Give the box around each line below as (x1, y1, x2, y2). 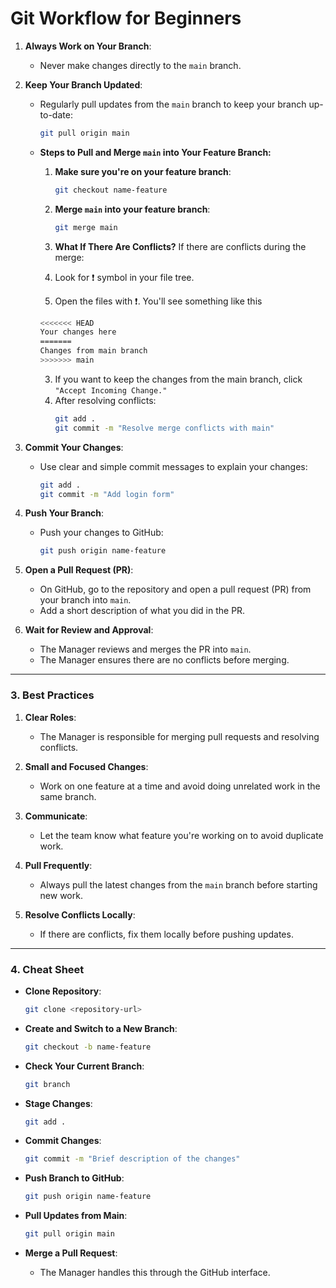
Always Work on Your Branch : (24, 40, 152, 52)
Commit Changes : (24, 1135, 102, 1147)
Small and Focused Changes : (24, 760, 149, 772)
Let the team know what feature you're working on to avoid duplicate (39, 829, 324, 841)
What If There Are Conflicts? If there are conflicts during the (54, 240, 307, 252)
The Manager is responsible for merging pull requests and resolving (39, 730, 320, 742)
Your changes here (39, 327, 117, 337)
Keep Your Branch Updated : (24, 78, 143, 91)
